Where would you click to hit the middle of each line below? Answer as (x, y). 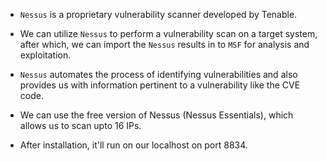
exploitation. (45, 55)
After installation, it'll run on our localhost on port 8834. (133, 145)
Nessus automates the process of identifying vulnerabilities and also (158, 74)
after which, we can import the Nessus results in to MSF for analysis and (164, 44)
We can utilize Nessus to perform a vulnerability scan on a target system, (168, 33)
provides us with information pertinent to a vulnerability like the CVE (160, 85)
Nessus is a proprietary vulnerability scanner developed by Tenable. (158, 14)
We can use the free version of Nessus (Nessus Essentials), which (156, 115)
